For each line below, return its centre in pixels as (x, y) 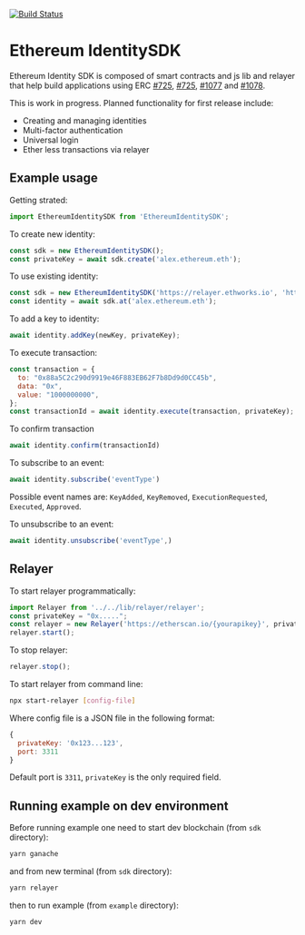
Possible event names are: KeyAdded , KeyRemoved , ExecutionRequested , (138, 497)
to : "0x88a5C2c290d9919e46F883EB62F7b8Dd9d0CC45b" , (118, 378)
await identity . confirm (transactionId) (85, 446)
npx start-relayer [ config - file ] (73, 701)
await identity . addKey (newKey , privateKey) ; (95, 336)
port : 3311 (38, 752)
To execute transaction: (54, 353)
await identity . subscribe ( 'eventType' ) (85, 480)
